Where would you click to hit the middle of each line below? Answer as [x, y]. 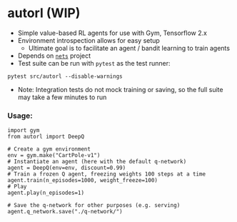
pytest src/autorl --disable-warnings [65, 76]
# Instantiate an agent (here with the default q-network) [97, 162]
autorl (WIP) [44, 13]
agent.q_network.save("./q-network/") [65, 212]
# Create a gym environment [49, 149]
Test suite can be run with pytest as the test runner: [94, 63]
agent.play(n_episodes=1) [46, 193]
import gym [24, 131]
